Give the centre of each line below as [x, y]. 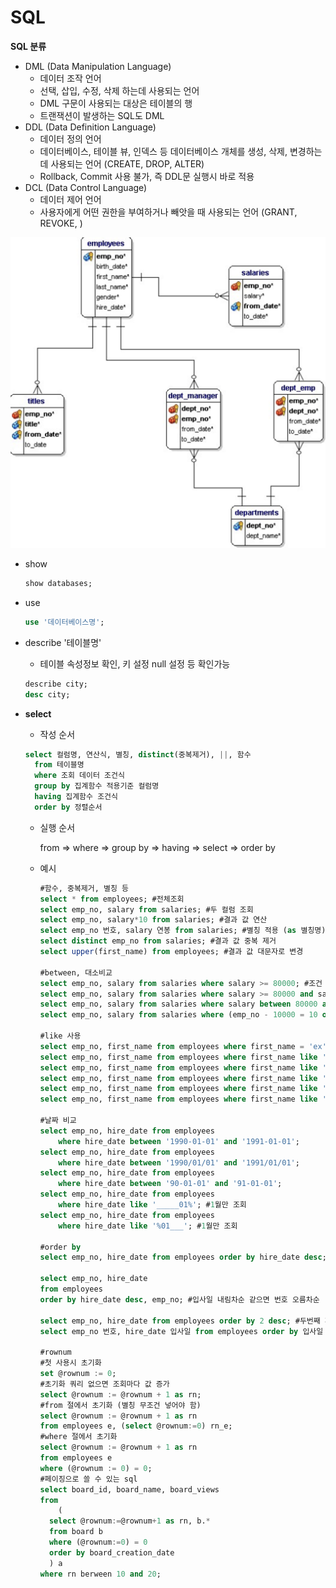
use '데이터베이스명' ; [64, 622]
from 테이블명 [59, 765]
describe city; [56, 684]
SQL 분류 [28, 46]
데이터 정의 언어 [70, 138]
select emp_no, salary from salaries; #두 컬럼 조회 [146, 909]
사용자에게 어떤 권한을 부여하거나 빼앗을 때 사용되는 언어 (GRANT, [168, 212]
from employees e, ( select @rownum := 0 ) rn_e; [136, 1426]
